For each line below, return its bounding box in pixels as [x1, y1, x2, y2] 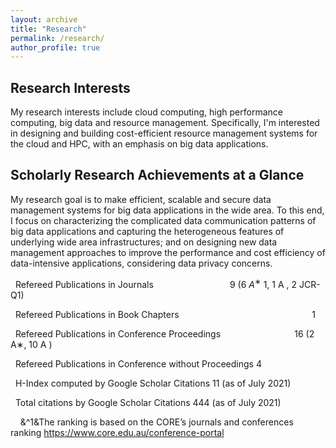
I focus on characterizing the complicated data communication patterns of [10, 214, 317, 226]
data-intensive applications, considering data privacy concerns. [10, 257, 273, 269]
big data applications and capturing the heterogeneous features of [10, 225, 285, 237]
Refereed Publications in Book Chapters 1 [14, 308, 316, 320]
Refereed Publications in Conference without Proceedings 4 [14, 357, 262, 370]
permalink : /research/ [10, 33, 105, 43]
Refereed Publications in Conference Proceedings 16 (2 [14, 327, 315, 340]
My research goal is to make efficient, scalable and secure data [10, 193, 272, 205]
